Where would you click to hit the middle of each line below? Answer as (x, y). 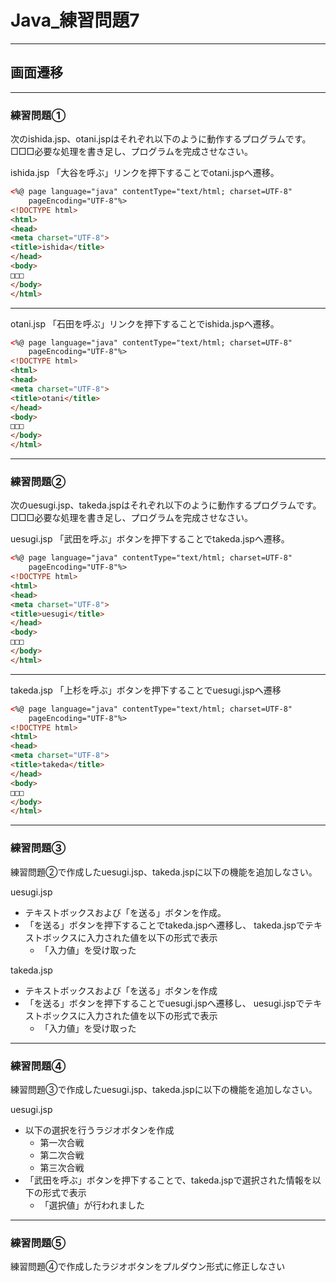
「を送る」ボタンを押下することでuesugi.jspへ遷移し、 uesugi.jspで (164, 1003)
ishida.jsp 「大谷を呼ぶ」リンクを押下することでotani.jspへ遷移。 (145, 173)
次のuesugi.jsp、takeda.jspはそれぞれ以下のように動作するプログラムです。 (166, 505)
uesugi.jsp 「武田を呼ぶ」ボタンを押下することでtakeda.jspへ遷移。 (150, 539)
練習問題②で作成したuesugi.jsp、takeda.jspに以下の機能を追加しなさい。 (164, 872)
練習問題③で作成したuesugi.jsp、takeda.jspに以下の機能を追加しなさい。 (164, 1089)
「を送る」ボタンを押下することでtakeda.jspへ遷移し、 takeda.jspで (165, 925)
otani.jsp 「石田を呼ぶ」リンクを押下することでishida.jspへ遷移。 (145, 323)
